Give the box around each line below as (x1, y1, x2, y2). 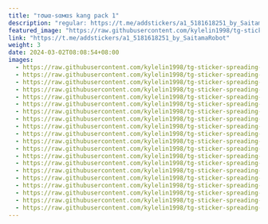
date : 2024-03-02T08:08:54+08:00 (8, 48, 120, 56)
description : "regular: (8, 19, 88, 27)
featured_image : (8, 26, 62, 34)
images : (8, 56, 34, 64)
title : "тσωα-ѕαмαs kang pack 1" (8, 11, 120, 20)
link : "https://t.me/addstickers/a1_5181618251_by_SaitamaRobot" (8, 33, 230, 42)
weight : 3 (8, 41, 41, 49)
